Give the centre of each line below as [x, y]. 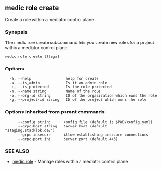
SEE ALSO [17, 151]
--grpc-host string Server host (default [63, 126]
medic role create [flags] [32, 57]
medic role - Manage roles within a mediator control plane [70, 162]
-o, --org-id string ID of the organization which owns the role [83, 96]
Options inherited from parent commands [55, 112]
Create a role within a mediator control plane [49, 19]
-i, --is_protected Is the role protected [60, 87]
